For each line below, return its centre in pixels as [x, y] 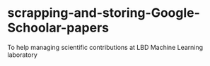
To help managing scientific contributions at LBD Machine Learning [105, 47]
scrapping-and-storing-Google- [104, 13]
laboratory [22, 55]
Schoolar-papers [58, 28]
